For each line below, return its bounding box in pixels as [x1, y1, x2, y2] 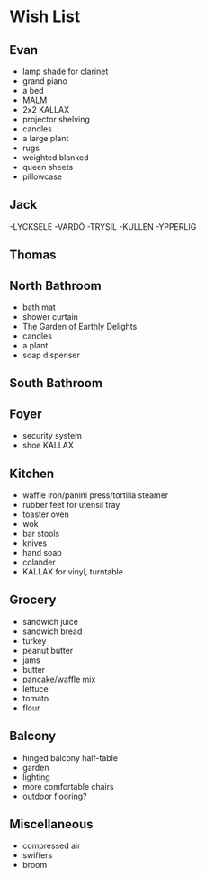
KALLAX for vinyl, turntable [22, 566, 124, 577]
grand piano [22, 76, 67, 86]
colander [22, 556, 56, 568]
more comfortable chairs [22, 781, 114, 791]
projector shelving [22, 114, 90, 124]
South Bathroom [9, 375, 103, 391]
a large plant [22, 133, 69, 143]
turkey [22, 635, 47, 646]
